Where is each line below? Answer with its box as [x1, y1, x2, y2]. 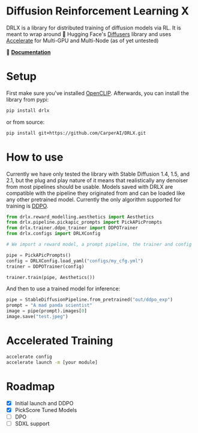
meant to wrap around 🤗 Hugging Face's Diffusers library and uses [6, 30, 172, 37]
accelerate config [6, 354, 52, 360]
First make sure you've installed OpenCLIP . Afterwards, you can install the [6, 89, 189, 97]
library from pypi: [6, 96, 49, 103]
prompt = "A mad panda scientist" [6, 302, 93, 309]
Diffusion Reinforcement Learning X [6, 4, 189, 18]
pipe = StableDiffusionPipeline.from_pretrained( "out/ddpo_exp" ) [6, 296, 173, 303]
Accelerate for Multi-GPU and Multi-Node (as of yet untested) [6, 37, 159, 44]
